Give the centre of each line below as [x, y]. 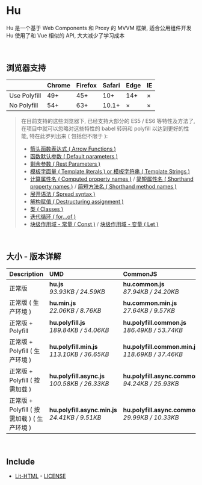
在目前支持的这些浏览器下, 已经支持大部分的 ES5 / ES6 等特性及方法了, [108, 120]
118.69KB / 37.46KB [153, 354]
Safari [111, 85]
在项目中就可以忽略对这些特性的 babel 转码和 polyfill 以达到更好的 [103, 128]
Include [20, 462]
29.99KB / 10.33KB [151, 418]
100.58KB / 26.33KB [79, 383]
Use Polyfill [25, 95]
